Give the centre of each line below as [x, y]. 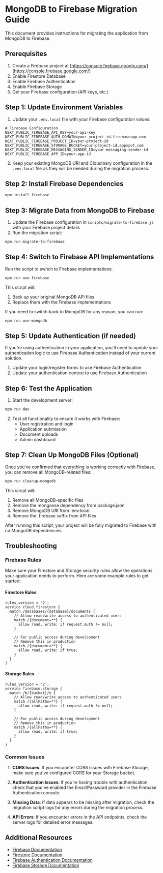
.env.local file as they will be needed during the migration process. [81, 168]
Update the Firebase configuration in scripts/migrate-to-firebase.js [83, 222]
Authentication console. [36, 793]
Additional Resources [39, 838]
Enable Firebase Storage [37, 87]
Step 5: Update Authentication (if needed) [70, 336]
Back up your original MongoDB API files [53, 297]
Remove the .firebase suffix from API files [54, 515]
